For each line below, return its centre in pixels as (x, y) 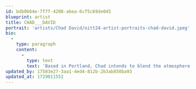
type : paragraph (36, 44)
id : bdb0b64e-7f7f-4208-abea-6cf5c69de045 (58, 11)
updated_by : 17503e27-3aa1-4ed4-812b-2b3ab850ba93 (69, 71)
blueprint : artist (28, 17)
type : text (40, 60)
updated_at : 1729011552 (35, 77)
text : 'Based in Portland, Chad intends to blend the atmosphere (109, 66)
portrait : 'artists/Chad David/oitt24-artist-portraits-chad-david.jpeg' (98, 28)
